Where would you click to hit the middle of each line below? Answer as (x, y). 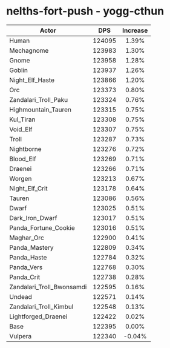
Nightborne (25, 149)
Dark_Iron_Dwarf (33, 218)
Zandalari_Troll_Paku (39, 99)
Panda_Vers (26, 267)
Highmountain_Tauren (40, 109)
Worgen (21, 178)
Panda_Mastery (31, 247)
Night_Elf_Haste (32, 80)
